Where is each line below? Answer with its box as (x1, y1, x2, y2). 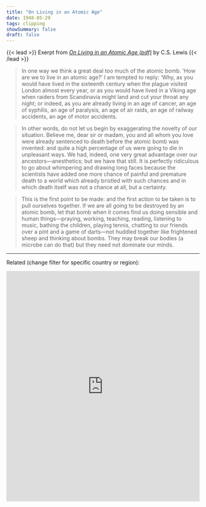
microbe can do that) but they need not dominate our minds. (21, 241, 174, 249)
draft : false (6, 32, 40, 38)
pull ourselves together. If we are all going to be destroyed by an (21, 202, 185, 210)
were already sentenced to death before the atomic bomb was (21, 138, 179, 145)
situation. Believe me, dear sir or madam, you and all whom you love (21, 132, 194, 139)
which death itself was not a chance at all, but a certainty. (21, 184, 167, 191)
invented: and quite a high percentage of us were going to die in (21, 144, 183, 152)
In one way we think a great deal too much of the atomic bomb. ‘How (21, 67, 196, 74)
